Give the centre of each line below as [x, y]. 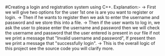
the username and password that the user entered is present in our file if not [82, 33]
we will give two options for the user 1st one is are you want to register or [79, 12]
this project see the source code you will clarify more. [60, 48]
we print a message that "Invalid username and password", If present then [81, 38]
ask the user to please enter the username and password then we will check [82, 28]
